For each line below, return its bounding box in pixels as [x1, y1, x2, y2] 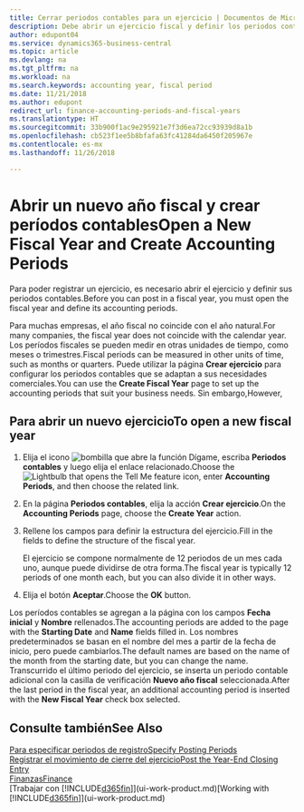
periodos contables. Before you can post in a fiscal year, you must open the [9, 292, 290, 304]
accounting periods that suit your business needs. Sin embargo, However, [9, 387, 283, 398]
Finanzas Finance [9, 773, 73, 785]
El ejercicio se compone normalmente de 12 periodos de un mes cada [22, 553, 283, 563]
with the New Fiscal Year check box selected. [9, 694, 181, 705]
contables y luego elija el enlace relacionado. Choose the [22, 462, 235, 473]
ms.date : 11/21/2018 [9, 89, 88, 98]
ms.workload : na [9, 73, 71, 82]
